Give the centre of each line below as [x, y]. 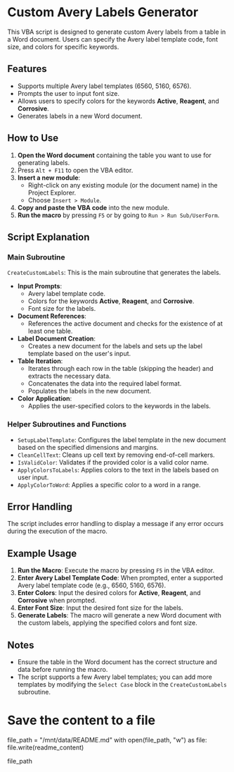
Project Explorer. [52, 192]
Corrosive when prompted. [57, 601]
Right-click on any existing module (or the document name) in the [123, 185]
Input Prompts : [39, 286]
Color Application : [45, 398]
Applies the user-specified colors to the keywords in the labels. [119, 406]
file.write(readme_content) [46, 747]
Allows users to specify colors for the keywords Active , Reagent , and [118, 101]
